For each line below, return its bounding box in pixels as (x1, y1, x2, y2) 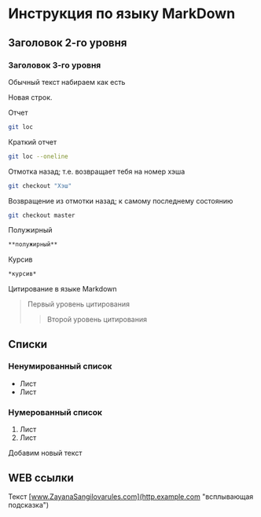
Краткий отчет (8, 137, 57, 146)
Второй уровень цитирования (46, 315, 148, 324)
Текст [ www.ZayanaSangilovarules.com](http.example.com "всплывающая (8, 492, 254, 501)
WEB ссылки (8, 471, 75, 484)
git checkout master (8, 211, 76, 219)
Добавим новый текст (8, 449, 83, 458)
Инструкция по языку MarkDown (8, 5, 236, 23)
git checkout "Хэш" (8, 181, 72, 189)
